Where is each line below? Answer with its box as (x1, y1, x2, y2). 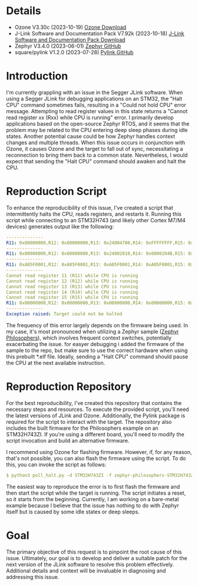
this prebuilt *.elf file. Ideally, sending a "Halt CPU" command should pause (6, 353, 189, 360)
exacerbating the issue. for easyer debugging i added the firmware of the (6, 340, 184, 347)
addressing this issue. (6, 573, 60, 580)
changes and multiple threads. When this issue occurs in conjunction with (6, 139, 186, 146)
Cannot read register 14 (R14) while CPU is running (6, 289, 138, 295)
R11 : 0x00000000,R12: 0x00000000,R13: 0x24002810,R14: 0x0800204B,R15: (6, 251, 186, 257)
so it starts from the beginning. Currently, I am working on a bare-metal (6, 495, 179, 502)
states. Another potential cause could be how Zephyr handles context (6, 133, 176, 140)
